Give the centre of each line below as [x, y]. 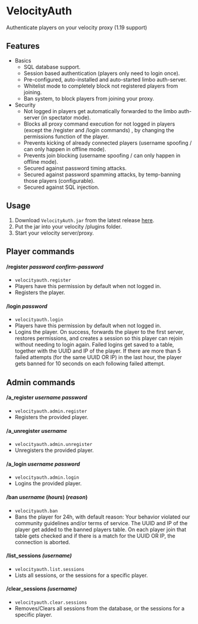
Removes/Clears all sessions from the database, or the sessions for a [100, 608]
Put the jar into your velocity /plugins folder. [68, 226]
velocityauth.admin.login [47, 478]
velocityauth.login [39, 320]
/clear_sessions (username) [42, 589]
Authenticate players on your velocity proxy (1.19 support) [77, 27]
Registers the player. [40, 292]
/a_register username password [47, 398]
